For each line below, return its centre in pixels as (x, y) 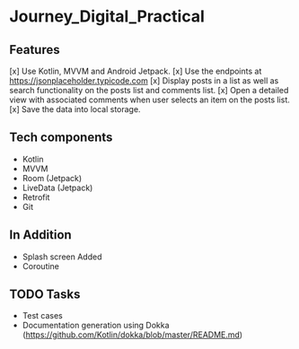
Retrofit (36, 197)
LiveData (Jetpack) (57, 188)
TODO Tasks (45, 295)
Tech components (61, 138)
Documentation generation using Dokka (96, 326)
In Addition (40, 235)
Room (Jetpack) (52, 178)
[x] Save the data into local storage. (75, 109)
